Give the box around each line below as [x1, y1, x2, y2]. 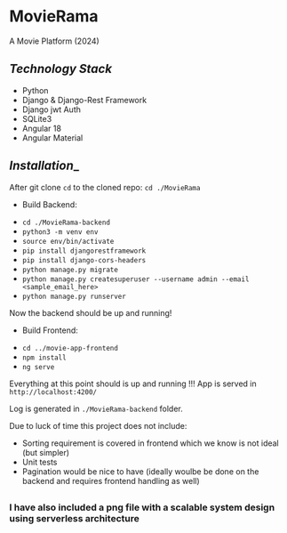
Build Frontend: [21, 325, 78, 335]
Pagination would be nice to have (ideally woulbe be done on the [21, 465, 259, 477]
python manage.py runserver [21, 292, 126, 301]
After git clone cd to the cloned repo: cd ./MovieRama [9, 182, 201, 192]
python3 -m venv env [21, 227, 99, 237]
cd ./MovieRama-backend [21, 218, 111, 227]
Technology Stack [9, 61, 113, 77]
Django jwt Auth [21, 104, 82, 115]
